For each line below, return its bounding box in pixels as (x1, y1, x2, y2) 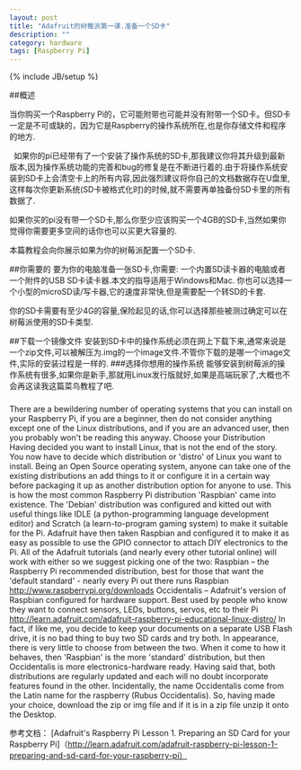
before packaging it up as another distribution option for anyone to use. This (9, 480, 292, 491)
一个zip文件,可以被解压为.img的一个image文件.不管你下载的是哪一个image (9, 347, 283, 358)
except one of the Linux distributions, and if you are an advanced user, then (9, 423, 289, 434)
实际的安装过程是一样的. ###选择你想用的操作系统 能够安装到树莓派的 (19, 358, 278, 369)
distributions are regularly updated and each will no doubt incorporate (9, 671, 269, 682)
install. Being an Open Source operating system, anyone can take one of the (9, 461, 291, 472)
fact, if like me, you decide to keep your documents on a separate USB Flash (9, 624, 293, 634)
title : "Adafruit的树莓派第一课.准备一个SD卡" (9, 22, 171, 31)
